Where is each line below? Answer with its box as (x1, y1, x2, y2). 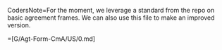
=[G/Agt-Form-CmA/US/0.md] (7, 35, 96, 43)
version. (7, 21, 31, 29)
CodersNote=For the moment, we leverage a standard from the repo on (7, 6, 215, 14)
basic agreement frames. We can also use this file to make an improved (7, 13, 215, 22)
